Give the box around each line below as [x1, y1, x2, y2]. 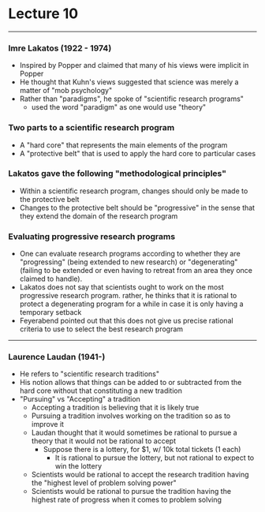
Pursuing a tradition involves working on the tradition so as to [31, 411, 231, 420]
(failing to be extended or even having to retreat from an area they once [19, 266, 253, 275]
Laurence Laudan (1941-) [8, 352, 106, 363]
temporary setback [19, 308, 82, 317]
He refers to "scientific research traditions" [19, 369, 160, 379]
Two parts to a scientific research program [8, 122, 175, 133]
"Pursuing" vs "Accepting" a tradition [19, 394, 140, 404]
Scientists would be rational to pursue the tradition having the [31, 487, 231, 496]
